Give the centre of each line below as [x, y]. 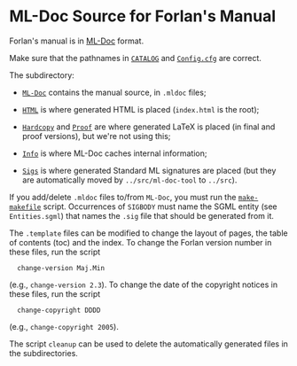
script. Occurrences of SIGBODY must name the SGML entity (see [160, 206]
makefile [25, 207]
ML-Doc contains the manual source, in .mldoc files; [114, 92]
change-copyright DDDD [59, 310]
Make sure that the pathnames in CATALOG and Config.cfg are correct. [135, 58]
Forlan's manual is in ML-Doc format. [77, 41]
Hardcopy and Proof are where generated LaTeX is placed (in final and [148, 127]
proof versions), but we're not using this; [96, 136]
